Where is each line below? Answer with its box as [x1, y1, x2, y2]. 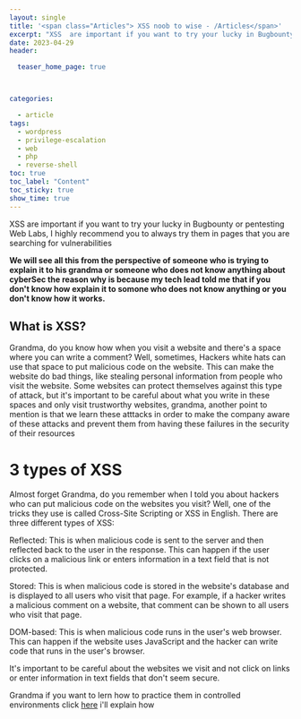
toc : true [9, 169, 47, 178]
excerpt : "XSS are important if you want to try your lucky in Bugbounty [9, 30, 295, 39]
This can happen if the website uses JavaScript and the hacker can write [9, 637, 279, 647]
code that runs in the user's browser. [9, 646, 145, 656]
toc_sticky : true [9, 185, 74, 194]
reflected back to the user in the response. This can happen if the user [9, 544, 271, 555]
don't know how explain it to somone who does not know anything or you [9, 283, 287, 294]
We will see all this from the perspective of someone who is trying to [9, 254, 269, 265]
